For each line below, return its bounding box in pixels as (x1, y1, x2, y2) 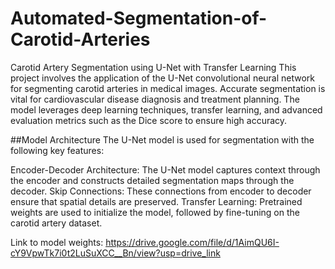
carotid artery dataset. (10, 217, 103, 229)
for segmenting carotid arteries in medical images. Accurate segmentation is (10, 82, 326, 94)
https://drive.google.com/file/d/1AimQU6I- (105, 236, 280, 248)
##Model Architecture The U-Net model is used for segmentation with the (10, 133, 315, 146)
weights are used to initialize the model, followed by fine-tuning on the (10, 206, 300, 218)
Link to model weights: (10, 236, 104, 248)
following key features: (10, 144, 105, 156)
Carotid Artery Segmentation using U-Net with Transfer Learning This (10, 61, 297, 73)
